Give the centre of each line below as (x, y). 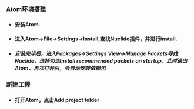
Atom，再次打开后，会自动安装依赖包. (61, 68)
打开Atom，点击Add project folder (57, 100)
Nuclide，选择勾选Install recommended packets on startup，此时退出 (101, 60)
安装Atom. (27, 24)
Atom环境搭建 (26, 9)
